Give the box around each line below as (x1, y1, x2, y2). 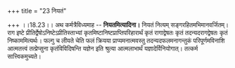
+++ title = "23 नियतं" (7, 7, 67, 15)
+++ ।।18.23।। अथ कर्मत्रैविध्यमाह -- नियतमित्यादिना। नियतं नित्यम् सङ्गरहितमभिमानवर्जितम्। (7, 21, 229, 29)
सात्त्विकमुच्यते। (7, 53, 42, 60)
